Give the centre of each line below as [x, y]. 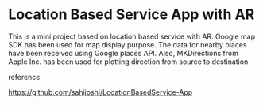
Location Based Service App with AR [131, 15]
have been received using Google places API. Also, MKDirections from [123, 53]
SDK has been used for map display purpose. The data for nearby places [128, 44]
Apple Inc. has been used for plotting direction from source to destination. [129, 62]
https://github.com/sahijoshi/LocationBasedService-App [101, 92]
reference [24, 77]
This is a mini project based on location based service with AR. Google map [132, 36]
